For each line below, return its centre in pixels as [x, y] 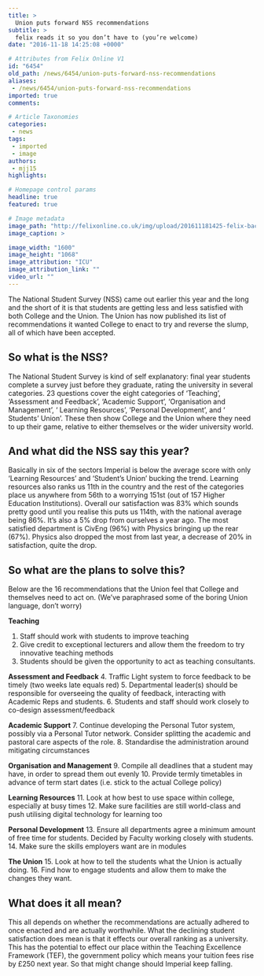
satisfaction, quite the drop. [53, 545]
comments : [24, 103]
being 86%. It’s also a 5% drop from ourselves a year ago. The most [119, 520]
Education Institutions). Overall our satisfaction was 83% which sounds [123, 504]
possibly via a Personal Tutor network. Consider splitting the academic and [130, 734]
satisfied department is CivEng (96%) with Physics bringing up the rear [123, 529]
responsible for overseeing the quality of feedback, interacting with [117, 693]
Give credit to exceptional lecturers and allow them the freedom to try [132, 645]
